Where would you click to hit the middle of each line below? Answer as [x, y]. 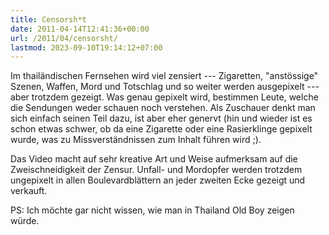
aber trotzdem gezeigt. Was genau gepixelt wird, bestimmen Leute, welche [164, 97]
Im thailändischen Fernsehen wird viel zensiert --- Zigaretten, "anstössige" [164, 76]
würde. [25, 221]
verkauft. [29, 191]
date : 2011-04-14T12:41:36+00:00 [80, 29]
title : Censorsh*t [48, 19]
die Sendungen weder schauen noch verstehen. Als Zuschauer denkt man [163, 108]
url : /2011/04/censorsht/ [64, 38]
